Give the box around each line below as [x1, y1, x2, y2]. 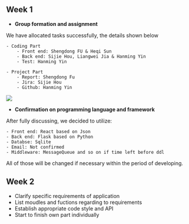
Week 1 [6, 5, 33, 15]
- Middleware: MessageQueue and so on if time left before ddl [6, 149, 165, 155]
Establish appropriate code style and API [14, 205, 114, 212]
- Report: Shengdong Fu [16, 74, 75, 80]
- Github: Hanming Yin [16, 84, 72, 90]
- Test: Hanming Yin [16, 58, 67, 64]
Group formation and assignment [14, 20, 98, 27]
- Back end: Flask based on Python [6, 134, 94, 140]
